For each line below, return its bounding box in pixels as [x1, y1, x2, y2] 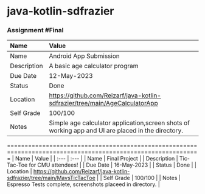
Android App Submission [49, 52, 120, 60]
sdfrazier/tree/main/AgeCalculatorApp [49, 99, 158, 108]
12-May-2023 [49, 72, 93, 80]
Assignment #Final [7, 26, 64, 35]
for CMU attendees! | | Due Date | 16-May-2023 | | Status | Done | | [29, 161, 197, 168]
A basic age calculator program [49, 62, 139, 71]
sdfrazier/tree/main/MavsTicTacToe [7, 175, 96, 182]
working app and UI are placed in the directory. [49, 126, 183, 135]
